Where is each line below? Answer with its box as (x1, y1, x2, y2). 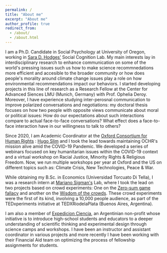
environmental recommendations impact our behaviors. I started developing (5, 80, 161, 86)
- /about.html (9, 35, 39, 40)
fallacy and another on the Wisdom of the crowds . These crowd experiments (5, 190, 162, 196)
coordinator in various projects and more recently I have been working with (5, 232, 159, 238)
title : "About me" (5, 12, 43, 17)
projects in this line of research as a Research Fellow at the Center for (5, 86, 148, 92)
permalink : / (5, 7, 32, 12)
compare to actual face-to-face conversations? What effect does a (5, 118, 142, 124)
